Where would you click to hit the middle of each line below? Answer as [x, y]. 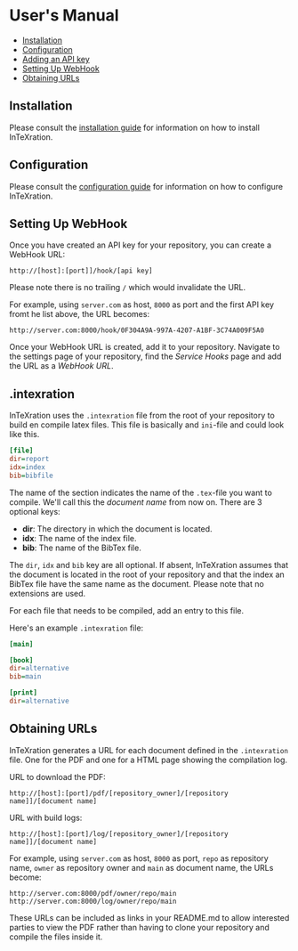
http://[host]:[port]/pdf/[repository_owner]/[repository [119, 793]
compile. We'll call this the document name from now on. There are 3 [136, 502]
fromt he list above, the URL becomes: [79, 314]
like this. [24, 435]
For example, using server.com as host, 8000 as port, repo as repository [139, 858]
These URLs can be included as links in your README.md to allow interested [149, 917]
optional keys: [35, 511]
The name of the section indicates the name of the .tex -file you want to [141, 492]
